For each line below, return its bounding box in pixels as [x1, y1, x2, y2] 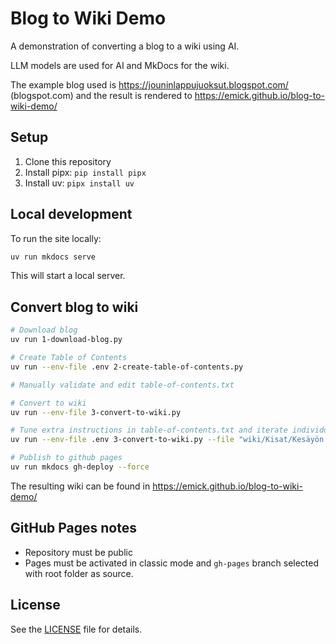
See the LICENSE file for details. [10, 623, 143, 635]
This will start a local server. [10, 270, 126, 282]
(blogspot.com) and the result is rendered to [10, 89, 193, 101]
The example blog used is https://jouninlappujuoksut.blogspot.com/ [10, 78, 289, 91]
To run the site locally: [10, 232, 102, 244]
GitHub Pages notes [10, 520, 137, 537]
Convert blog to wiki [10, 298, 139, 316]
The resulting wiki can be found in [10, 480, 151, 492]
